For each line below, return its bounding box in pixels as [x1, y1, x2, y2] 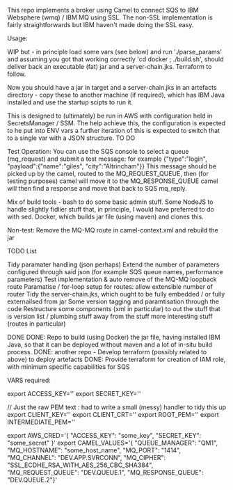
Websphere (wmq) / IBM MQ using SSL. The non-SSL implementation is [7, 13, 214, 22]
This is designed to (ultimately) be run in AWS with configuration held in [7, 111, 213, 120]
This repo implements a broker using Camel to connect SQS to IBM [7, 6, 199, 14]
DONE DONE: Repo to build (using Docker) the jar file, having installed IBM [7, 333, 220, 341]
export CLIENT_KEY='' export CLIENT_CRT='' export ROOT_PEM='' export [7, 411, 219, 418]
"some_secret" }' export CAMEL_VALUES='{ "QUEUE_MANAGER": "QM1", [7, 438, 218, 447]
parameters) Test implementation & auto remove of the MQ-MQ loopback [7, 275, 217, 283]
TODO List [7, 247, 37, 255]
